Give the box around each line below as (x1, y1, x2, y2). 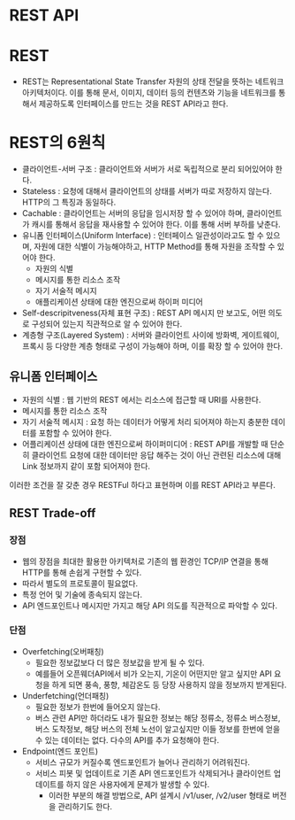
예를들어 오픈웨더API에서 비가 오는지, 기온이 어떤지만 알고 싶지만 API (34, 668, 272, 678)
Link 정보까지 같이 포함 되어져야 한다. (21, 460, 151, 471)
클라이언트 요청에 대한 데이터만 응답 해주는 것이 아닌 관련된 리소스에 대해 (31, 449, 282, 460)
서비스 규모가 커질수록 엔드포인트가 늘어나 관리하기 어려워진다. (34, 756, 250, 767)
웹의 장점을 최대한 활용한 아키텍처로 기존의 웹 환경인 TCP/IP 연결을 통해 (21, 555, 269, 567)
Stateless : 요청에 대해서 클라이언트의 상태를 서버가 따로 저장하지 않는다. (21, 186, 272, 197)
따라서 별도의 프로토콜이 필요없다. (21, 577, 139, 589)
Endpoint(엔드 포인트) (21, 746, 99, 756)
